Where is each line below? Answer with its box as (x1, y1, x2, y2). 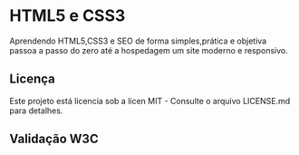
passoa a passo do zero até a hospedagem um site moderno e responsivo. (9, 44, 288, 55)
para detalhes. (9, 105, 63, 116)
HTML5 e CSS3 (9, 5, 126, 26)
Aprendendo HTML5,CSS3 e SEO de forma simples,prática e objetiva (9, 35, 267, 46)
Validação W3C (9, 131, 99, 147)
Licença (9, 72, 56, 87)
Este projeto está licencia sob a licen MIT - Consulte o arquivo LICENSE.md (9, 95, 291, 106)
